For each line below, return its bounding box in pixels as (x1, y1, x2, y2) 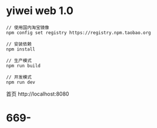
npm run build (6, 63, 41, 69)
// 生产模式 (6, 58, 32, 63)
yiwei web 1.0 (6, 4, 74, 18)
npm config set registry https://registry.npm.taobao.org (6, 29, 151, 36)
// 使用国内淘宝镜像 (6, 25, 49, 31)
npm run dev (6, 79, 35, 85)
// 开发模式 (6, 74, 32, 80)
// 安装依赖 (6, 41, 32, 47)
